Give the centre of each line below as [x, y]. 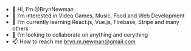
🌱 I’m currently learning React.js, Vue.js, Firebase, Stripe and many [95, 22]
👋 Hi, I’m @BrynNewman [43, 9]
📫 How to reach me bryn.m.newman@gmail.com [74, 41]
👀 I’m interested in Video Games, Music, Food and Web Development [98, 16]
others [20, 28]
